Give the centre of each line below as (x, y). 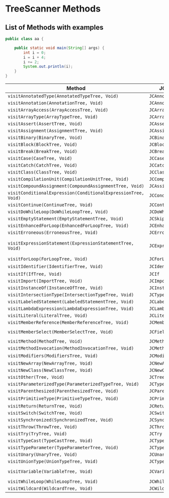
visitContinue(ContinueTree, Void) (50, 205)
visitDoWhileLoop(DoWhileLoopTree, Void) (58, 212)
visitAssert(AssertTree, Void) (45, 124)
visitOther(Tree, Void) (36, 377)
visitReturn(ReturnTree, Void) (45, 406)
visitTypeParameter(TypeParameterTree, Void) (63, 447)
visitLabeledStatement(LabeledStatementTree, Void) (71, 302)
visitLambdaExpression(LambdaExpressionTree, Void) (71, 309)
